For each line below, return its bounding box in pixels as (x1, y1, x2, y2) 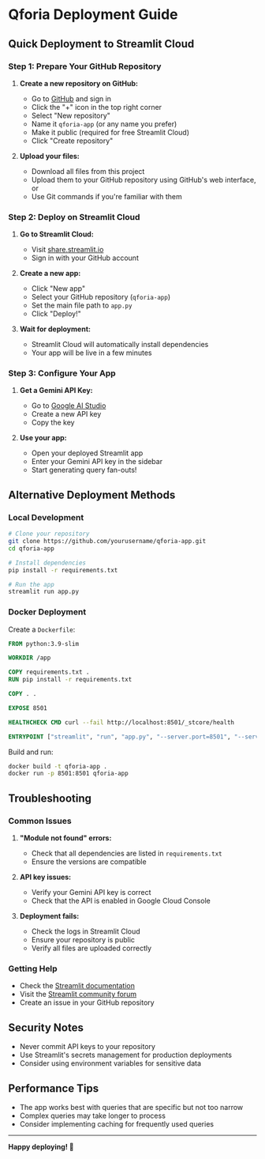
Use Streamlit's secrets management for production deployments (19, 1050, 233, 1060)
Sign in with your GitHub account (31, 253, 140, 262)
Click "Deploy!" (31, 309, 81, 319)
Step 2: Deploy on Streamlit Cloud (8, 211, 140, 222)
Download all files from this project (31, 166, 145, 176)
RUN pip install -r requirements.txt (8, 676, 132, 684)
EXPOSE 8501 (8, 704, 47, 712)
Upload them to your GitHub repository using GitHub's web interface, (31, 175, 256, 184)
